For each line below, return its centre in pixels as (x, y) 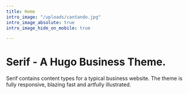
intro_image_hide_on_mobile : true (48, 28)
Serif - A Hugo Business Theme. (86, 62)
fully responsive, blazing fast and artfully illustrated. (69, 85)
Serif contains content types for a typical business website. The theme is (94, 78)
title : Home (21, 11)
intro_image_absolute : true (41, 22)
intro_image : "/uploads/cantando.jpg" (53, 17)
